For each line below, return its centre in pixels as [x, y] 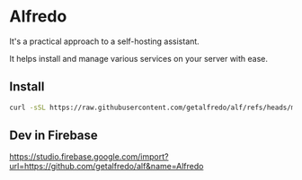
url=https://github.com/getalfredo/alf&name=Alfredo [107, 167]
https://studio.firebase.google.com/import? [89, 157]
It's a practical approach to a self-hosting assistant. [104, 41]
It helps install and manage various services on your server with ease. [138, 58]
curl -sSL [28, 107]
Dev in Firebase [54, 136]
